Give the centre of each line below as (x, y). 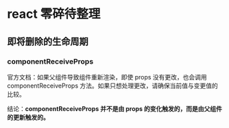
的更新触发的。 (28, 117)
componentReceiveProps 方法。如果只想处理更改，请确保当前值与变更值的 (112, 86)
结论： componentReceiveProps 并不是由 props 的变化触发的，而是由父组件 (115, 108)
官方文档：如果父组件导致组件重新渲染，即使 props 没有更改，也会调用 (107, 77)
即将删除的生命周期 (48, 41)
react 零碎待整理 (54, 14)
